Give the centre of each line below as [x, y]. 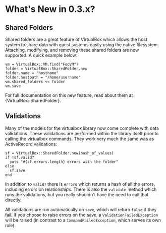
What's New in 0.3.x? [50, 9]
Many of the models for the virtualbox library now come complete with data [82, 128]
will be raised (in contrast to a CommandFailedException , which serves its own [83, 220]
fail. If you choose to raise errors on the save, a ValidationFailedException [82, 215]
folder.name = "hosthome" [32, 73]
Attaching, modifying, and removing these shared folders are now [72, 50]
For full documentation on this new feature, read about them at [69, 95]
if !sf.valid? [20, 157]
